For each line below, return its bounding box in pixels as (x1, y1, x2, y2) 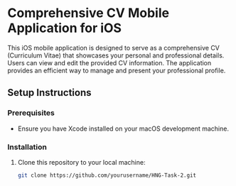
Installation (7, 142, 48, 152)
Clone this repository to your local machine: (17, 158, 146, 166)
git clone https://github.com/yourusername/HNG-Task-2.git (17, 172, 197, 179)
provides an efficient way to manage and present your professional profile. (7, 66, 226, 75)
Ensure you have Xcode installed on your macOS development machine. (17, 124, 230, 133)
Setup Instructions (7, 87, 92, 99)
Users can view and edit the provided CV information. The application (7, 58, 212, 67)
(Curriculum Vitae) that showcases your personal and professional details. (7, 51, 225, 60)
